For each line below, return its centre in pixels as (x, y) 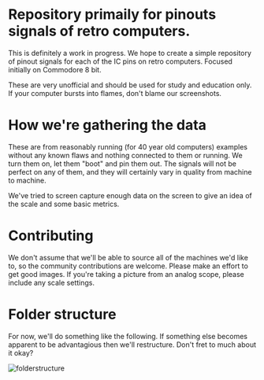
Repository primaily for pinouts (112, 15)
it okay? (21, 352)
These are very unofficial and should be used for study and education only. (130, 85)
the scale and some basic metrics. (64, 204)
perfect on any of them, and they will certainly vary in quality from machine (130, 172)
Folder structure (62, 314)
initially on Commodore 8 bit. (55, 69)
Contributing (51, 236)
